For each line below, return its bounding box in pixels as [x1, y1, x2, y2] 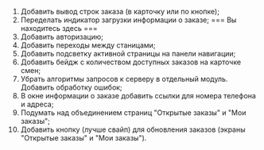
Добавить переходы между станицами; [20, 40, 156, 50]
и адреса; [20, 99, 54, 109]
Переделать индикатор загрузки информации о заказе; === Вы [20, 15, 237, 25]
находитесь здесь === [20, 24, 98, 33]
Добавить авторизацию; [20, 32, 104, 41]
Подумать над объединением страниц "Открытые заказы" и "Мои [20, 108, 247, 117]
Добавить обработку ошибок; [20, 83, 122, 92]
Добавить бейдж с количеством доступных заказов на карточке [20, 57, 242, 67]
